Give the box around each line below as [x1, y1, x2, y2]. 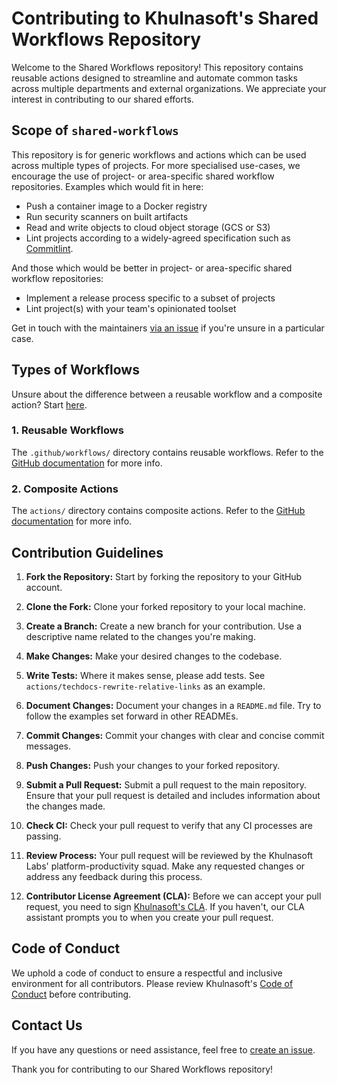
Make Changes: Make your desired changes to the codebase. [25, 650, 283, 662]
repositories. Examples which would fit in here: [11, 180, 204, 192]
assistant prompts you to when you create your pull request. [25, 911, 274, 923]
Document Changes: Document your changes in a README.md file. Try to [25, 699, 322, 711]
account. [25, 581, 63, 593]
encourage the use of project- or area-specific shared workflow [11, 170, 275, 182]
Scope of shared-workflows [11, 122, 179, 139]
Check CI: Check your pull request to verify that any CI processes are [25, 819, 313, 831]
